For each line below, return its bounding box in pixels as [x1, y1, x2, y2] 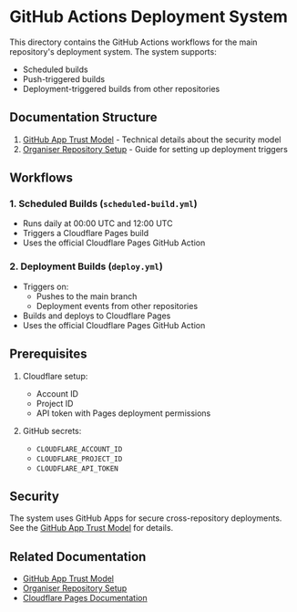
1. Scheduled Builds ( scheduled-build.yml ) [9, 198, 198, 211]
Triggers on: [22, 281, 69, 292]
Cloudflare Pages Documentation [22, 593, 148, 604]
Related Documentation [9, 549, 147, 565]
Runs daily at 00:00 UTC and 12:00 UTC [22, 218, 173, 229]
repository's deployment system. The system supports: [9, 46, 217, 57]
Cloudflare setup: [22, 370, 88, 381]
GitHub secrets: [22, 425, 82, 436]
